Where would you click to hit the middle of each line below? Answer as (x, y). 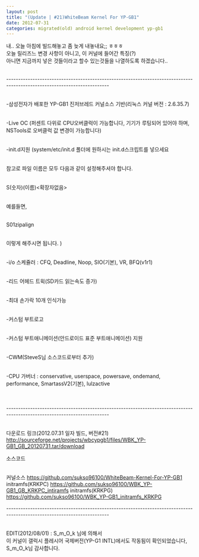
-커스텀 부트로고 (25, 319)
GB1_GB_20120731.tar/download (45, 446)
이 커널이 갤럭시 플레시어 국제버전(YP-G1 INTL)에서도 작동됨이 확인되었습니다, (97, 541)
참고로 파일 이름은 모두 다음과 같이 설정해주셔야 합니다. (70, 169)
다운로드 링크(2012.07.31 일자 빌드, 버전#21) (57, 433)
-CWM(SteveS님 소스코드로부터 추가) (50, 357)
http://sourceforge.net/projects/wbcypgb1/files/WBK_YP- (76, 440)
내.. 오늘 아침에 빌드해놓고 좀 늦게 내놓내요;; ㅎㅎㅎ (65, 46)
